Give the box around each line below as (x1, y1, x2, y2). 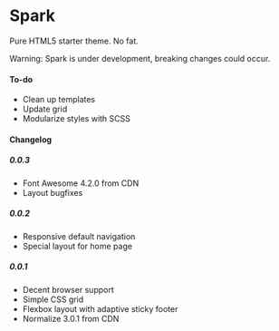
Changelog (9, 133, 53, 145)
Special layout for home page (22, 240, 133, 251)
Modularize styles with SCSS (22, 113, 131, 124)
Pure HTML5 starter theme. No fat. (9, 35, 139, 46)
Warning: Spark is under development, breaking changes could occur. (9, 53, 271, 63)
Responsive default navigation (22, 230, 136, 241)
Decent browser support (22, 284, 115, 295)
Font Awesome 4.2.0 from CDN (22, 178, 139, 189)
